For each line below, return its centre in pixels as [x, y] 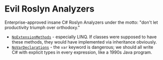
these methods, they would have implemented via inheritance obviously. [84, 42]
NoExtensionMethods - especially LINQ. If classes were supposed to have [84, 37]
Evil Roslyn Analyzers [50, 9]
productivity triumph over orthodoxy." [42, 27]
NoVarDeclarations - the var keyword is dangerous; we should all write [82, 47]
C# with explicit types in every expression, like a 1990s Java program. [82, 52]
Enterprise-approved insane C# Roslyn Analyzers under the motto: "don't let [81, 22]
